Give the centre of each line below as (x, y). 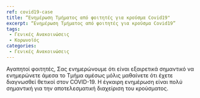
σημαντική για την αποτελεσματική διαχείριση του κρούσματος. (87, 88)
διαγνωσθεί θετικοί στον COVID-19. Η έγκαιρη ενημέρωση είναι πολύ (95, 82)
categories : (21, 46)
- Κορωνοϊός (24, 40)
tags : (13, 29)
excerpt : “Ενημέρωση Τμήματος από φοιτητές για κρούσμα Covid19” (91, 23)
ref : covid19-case (30, 12)
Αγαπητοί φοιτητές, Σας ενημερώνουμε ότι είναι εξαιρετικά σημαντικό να (100, 69)
